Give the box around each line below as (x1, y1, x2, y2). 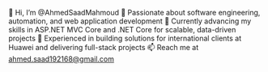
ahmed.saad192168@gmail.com (8, 54, 115, 64)
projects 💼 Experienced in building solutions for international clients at (8, 33, 242, 43)
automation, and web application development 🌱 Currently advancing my (8, 16, 252, 26)
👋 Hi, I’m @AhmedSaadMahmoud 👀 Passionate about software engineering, (8, 8, 261, 17)
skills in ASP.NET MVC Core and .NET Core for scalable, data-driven (8, 25, 236, 34)
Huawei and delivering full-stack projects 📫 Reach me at (8, 43, 199, 52)
